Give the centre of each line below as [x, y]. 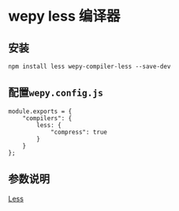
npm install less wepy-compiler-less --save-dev [89, 66]
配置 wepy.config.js [56, 93]
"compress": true [79, 132]
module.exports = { [40, 111]
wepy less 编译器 [64, 16]
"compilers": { [47, 118]
